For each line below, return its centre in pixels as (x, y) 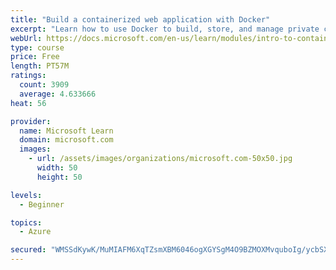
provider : (31, 121)
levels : (26, 195)
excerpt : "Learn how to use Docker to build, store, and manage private (165, 29)
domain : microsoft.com (66, 140)
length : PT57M (40, 66)
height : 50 (59, 177)
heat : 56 (28, 103)
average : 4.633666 (58, 94)
